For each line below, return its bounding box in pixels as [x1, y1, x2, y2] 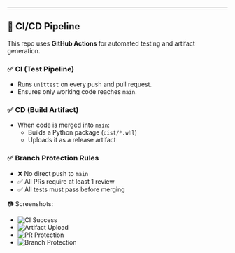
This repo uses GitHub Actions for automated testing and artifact [7, 39, 196, 48]
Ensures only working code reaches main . [17, 88, 138, 96]
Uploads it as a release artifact [27, 136, 117, 144]
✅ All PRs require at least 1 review [17, 177, 115, 186]
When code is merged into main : [17, 121, 110, 130]
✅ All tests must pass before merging [17, 185, 125, 193]
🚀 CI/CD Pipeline [7, 20, 80, 32]
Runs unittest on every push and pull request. [17, 80, 152, 88]
